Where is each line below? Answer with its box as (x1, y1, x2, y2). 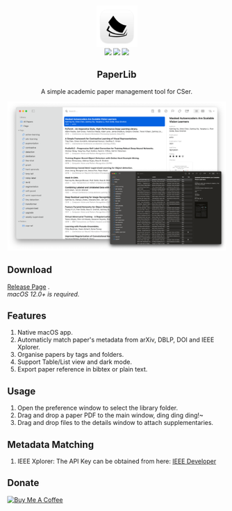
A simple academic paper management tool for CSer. (40, 87, 193, 95)
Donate (7, 477, 40, 489)
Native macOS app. (17, 328, 73, 337)
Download (7, 264, 52, 276)
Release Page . (7, 283, 50, 291)
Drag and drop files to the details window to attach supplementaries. (17, 419, 214, 427)
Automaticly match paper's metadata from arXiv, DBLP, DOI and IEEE (17, 335, 215, 344)
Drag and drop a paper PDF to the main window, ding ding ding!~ (17, 411, 204, 419)
